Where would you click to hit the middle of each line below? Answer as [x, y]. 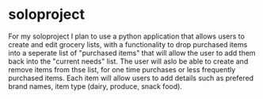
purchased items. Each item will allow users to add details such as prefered [131, 78]
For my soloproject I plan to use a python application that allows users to [127, 36]
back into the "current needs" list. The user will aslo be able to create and [128, 61]
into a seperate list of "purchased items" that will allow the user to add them [132, 53]
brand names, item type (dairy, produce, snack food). [95, 86]
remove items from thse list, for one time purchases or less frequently [122, 69]
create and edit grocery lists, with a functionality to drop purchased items [128, 44]
